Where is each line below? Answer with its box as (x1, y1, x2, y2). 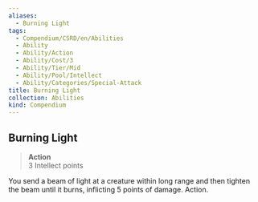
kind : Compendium (8, 101, 67, 109)
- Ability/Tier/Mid (15, 64, 81, 72)
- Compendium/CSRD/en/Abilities (15, 34, 125, 42)
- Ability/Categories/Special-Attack (15, 79, 142, 87)
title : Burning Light (8, 86, 81, 95)
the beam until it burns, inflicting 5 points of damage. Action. (8, 184, 209, 194)
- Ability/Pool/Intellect (15, 71, 103, 79)
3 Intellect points (27, 160, 84, 170)
